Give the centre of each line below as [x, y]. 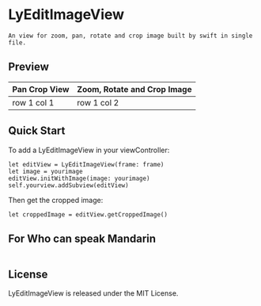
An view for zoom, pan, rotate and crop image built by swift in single [130, 36]
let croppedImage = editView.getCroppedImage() [88, 214]
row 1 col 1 [33, 102]
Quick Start [37, 131]
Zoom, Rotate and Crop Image [134, 89]
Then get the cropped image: [56, 200]
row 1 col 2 [98, 102]
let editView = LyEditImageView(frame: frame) [86, 164]
